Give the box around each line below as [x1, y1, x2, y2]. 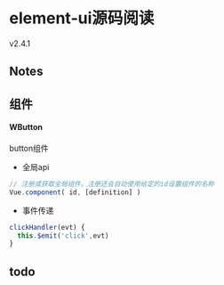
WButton [9, 122, 43, 133]
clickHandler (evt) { [9, 223, 86, 232]
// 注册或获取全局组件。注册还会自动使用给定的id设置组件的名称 [9, 179, 215, 188]
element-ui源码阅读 [9, 8, 155, 28]
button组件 [9, 142, 49, 153]
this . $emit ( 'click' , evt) [17, 231, 109, 240]
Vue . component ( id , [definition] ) [9, 188, 141, 197]
